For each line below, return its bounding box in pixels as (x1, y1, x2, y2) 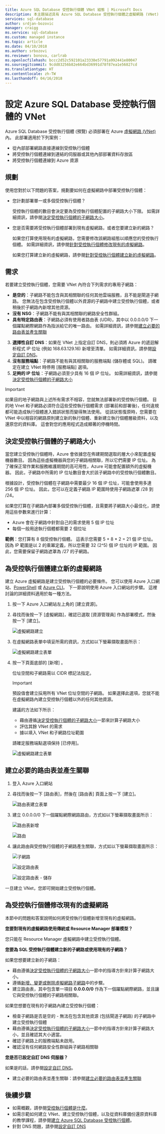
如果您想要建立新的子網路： (5, 957, 61, 963)
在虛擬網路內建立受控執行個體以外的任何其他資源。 (12, 696, 116, 702)
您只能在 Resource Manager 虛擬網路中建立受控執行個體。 (5, 936, 124, 942)
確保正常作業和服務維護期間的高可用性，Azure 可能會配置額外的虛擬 (9, 463, 147, 469)
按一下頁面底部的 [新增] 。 (12, 659, 65, 666)
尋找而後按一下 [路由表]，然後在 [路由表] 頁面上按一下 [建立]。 (12, 791, 139, 797)
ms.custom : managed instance (5, 35, 65, 40)
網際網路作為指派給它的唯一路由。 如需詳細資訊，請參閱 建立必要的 (25, 323, 160, 329)
